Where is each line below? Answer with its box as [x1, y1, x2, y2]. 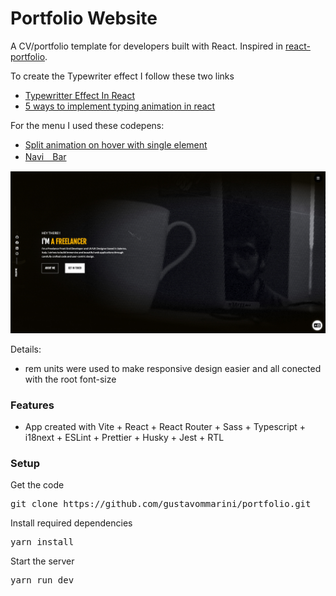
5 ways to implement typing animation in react [24, 100, 216, 112]
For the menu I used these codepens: [10, 119, 165, 131]
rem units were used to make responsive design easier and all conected [24, 362, 322, 374]
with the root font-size [24, 373, 117, 385]
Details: [10, 343, 42, 355]
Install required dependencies [10, 517, 133, 529]
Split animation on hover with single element [24, 138, 208, 151]
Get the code [10, 479, 65, 491]
